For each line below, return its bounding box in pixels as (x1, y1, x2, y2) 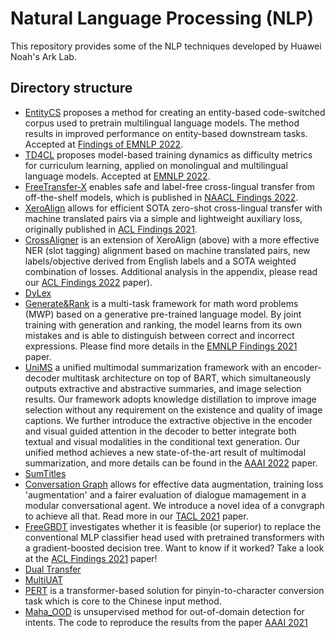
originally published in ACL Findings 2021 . (24, 223, 198, 235)
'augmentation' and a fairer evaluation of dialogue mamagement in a (24, 488, 307, 501)
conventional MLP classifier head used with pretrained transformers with (24, 531, 325, 543)
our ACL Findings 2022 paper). (24, 276, 153, 288)
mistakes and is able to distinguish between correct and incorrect (24, 329, 295, 341)
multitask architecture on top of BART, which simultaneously (61, 372, 312, 384)
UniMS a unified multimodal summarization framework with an (24, 361, 282, 373)
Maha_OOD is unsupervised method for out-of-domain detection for (24, 605, 305, 617)
